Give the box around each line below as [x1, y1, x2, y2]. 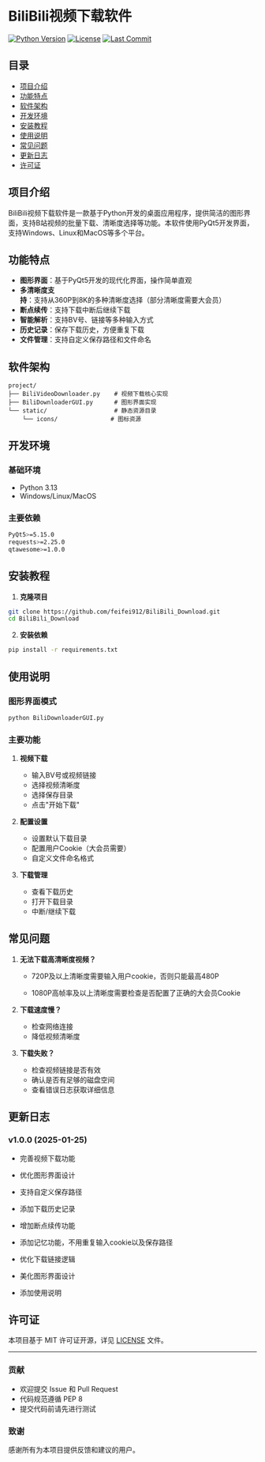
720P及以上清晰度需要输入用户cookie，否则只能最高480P [31, 971, 219, 981]
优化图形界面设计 [19, 1170, 76, 1180]
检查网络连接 [31, 1021, 73, 1031]
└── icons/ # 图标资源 [22, 416, 142, 424]
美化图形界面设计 [19, 1271, 76, 1280]
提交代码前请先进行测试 [19, 1404, 96, 1413]
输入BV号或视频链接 [31, 771, 97, 780]
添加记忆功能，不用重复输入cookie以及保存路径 [19, 1238, 174, 1247]
